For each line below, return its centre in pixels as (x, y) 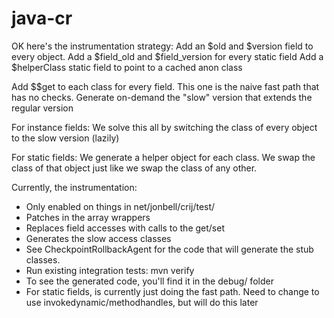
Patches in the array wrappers (88, 217)
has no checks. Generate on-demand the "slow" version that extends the (162, 97)
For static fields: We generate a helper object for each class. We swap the (163, 157)
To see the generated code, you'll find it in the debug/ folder (149, 281)
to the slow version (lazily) (65, 138)
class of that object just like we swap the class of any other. (134, 168)
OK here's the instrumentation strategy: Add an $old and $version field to (162, 46)
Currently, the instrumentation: (74, 187)
